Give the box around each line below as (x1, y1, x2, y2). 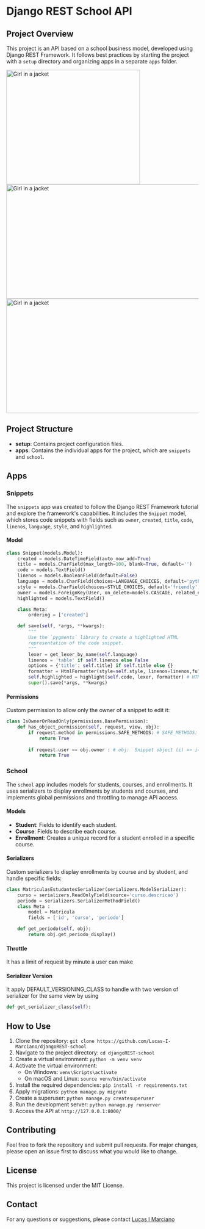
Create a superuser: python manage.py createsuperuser (15, 1094, 154, 1102)
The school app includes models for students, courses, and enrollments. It (6, 780, 193, 788)
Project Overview (6, 29, 74, 39)
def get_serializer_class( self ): (6, 1004, 92, 1011)
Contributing (6, 1125, 56, 1136)
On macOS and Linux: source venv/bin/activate (24, 1075, 146, 1083)
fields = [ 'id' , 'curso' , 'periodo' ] (28, 915, 124, 921)
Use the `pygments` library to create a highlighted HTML (28, 635, 179, 641)
